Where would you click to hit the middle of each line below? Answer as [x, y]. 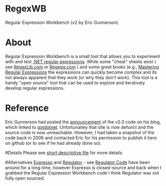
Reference [27, 108]
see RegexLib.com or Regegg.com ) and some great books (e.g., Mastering [82, 67]
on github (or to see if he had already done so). [53, 143]
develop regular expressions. [35, 88]
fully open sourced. [25, 178]
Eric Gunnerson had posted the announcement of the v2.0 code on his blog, [83, 122]
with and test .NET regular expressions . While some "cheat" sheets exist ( [81, 61]
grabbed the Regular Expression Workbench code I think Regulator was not [82, 173]
